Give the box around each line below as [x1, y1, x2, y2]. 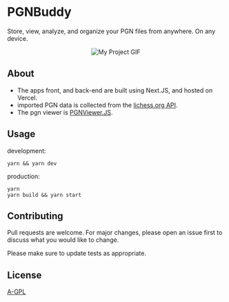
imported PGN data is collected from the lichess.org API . [17, 101, 178, 109]
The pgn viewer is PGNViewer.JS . [17, 108, 113, 116]
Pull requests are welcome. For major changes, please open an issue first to [7, 229, 223, 237]
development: [7, 147, 46, 155]
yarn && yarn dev [7, 160, 57, 167]
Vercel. [17, 93, 38, 102]
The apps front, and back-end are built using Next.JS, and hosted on [17, 86, 213, 94]
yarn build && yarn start [7, 191, 81, 198]
